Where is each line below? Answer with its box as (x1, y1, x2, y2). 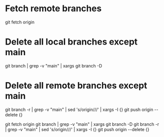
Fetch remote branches (5, 3, 102, 14)
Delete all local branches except (5, 36, 138, 47)
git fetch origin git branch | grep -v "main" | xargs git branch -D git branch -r (5, 121, 159, 127)
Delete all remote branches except (5, 80, 148, 91)
